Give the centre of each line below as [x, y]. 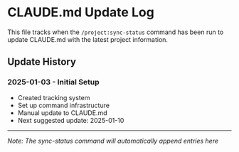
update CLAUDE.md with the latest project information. [88, 39]
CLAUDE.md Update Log [81, 12]
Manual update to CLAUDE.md [62, 113]
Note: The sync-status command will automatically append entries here [113, 141]
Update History [42, 62]
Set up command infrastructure [64, 105]
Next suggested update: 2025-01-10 [71, 120]
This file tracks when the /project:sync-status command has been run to [116, 32]
